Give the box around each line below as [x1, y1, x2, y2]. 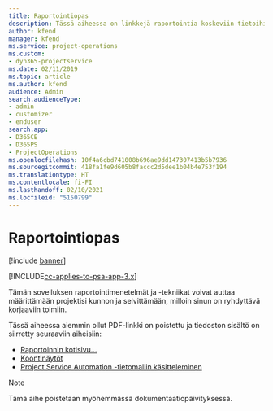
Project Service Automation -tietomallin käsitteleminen [19, 361, 203, 371]
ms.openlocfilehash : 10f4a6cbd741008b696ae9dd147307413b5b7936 [8, 155, 227, 164]
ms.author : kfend [8, 80, 67, 88]
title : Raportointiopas [8, 11, 89, 20]
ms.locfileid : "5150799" [8, 193, 93, 202]
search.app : [8, 125, 49, 133]
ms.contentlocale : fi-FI [8, 178, 93, 187]
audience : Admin [8, 87, 63, 96]
